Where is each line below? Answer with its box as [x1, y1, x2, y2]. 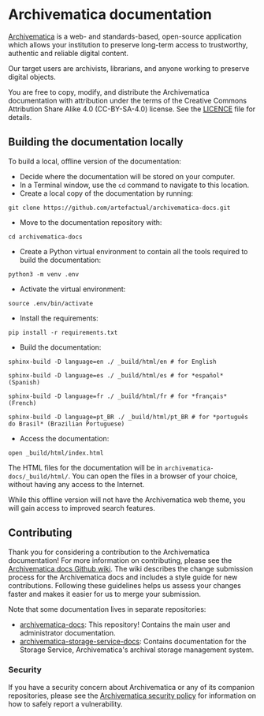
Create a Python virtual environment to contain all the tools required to [19, 246, 248, 256]
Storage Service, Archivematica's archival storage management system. [19, 645, 255, 654]
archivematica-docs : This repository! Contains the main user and [19, 620, 231, 629]
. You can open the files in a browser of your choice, [68, 471, 238, 481]
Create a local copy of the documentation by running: [19, 188, 194, 198]
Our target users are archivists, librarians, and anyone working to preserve [8, 63, 250, 73]
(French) [8, 399, 37, 407]
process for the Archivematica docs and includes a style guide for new [8, 572, 238, 582]
